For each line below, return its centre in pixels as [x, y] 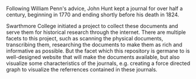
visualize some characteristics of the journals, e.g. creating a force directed [98, 63]
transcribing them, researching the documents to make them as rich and [94, 44]
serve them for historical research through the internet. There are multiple [96, 32]
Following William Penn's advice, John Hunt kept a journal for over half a [94, 8]
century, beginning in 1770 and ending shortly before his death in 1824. [93, 15]
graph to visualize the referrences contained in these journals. [82, 69]
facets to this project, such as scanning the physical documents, [85, 38]
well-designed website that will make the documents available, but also [93, 57]
